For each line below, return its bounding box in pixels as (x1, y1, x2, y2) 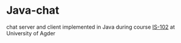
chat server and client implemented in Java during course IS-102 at (6, 23, 175, 30)
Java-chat (6, 4, 60, 17)
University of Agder (6, 29, 56, 36)
